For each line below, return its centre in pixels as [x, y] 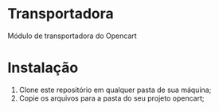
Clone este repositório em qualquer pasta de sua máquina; [115, 90]
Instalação [43, 68]
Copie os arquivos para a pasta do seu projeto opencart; [111, 98]
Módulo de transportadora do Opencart [72, 36]
